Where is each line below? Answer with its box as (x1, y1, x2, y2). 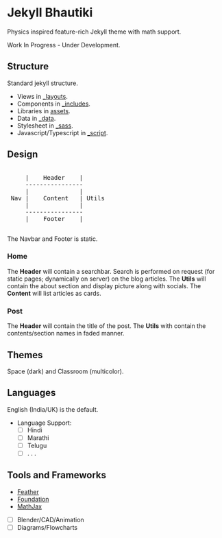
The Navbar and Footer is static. (7, 235, 98, 243)
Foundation (16, 495, 49, 503)
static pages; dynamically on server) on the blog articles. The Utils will (7, 274, 206, 283)
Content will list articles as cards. (7, 289, 101, 297)
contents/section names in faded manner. (7, 329, 125, 338)
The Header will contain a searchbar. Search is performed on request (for (7, 267, 215, 275)
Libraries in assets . (16, 106, 71, 115)
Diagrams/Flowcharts (16, 523, 78, 531)
